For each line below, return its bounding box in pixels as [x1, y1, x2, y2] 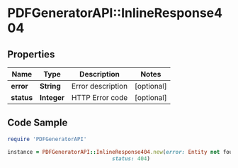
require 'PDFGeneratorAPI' [7, 135, 87, 142]
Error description [71, 82, 128, 91]
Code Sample [7, 117, 68, 129]
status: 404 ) [112, 155, 151, 162]
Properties [7, 48, 55, 60]
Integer [39, 93, 65, 102]
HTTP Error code [71, 93, 128, 102]
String [39, 82, 62, 91]
